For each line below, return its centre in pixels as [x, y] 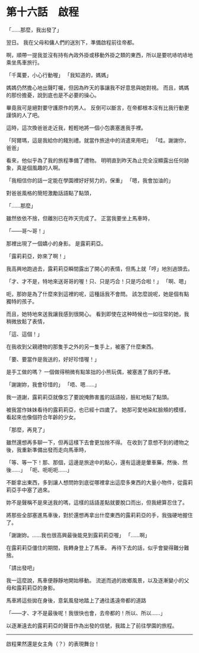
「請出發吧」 [22, 568]
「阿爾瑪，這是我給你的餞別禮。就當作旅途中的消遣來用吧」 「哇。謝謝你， [98, 140]
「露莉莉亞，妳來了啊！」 [37, 256]
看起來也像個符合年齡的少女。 [42, 417]
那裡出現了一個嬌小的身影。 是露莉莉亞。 [56, 243]
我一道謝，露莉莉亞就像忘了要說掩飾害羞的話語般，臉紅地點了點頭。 [89, 397]
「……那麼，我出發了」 [34, 30]
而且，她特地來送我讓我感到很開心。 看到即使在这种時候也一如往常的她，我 [98, 314]
